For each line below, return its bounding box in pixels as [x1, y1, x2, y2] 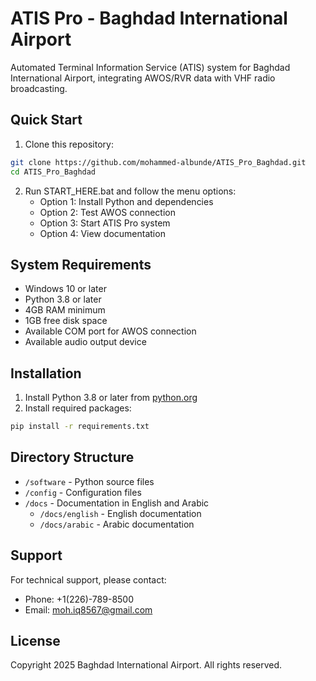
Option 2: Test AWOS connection [39, 206, 176, 218]
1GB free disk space [24, 315, 108, 327]
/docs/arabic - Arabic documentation [39, 518, 195, 530]
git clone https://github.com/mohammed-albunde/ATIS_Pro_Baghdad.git [10, 157, 307, 167]
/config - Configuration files [24, 486, 142, 498]
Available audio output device [24, 336, 147, 348]
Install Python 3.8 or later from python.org [24, 392, 198, 404]
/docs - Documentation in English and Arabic [24, 497, 210, 509]
